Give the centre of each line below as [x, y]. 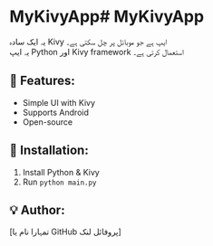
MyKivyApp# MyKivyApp [107, 17]
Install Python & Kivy [61, 172]
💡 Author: [37, 210]
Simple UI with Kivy [59, 102]
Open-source [48, 122]
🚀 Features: [42, 81]
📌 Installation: [49, 151]
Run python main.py [59, 182]
